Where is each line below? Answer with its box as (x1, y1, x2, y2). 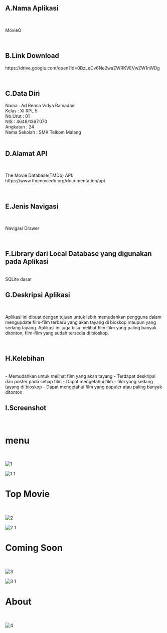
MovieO (5, 27, 22, 33)
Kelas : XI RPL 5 (5, 108, 38, 114)
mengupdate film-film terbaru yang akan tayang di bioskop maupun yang (5, 319, 156, 325)
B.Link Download (5, 51, 59, 60)
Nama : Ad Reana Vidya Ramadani (5, 103, 76, 109)
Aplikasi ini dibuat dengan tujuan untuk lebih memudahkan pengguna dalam (5, 314, 162, 320)
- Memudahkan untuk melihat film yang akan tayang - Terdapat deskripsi (5, 373, 156, 379)
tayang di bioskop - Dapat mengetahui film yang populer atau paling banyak (5, 384, 162, 390)
